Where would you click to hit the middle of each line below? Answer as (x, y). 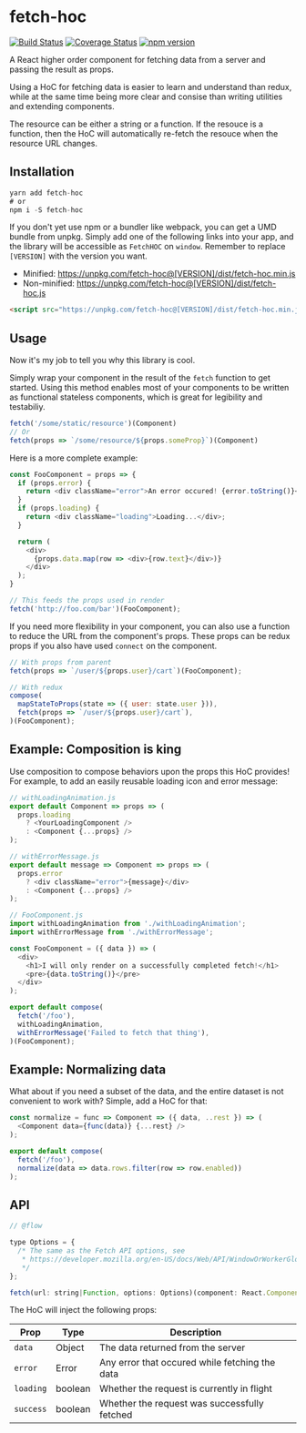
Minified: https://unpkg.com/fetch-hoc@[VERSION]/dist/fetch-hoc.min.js (159, 274)
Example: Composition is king (96, 750)
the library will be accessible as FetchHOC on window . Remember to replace (148, 247)
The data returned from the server (173, 1347)
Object (70, 1347)
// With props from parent (61, 662)
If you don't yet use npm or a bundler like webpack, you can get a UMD (143, 227)
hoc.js (34, 293)
